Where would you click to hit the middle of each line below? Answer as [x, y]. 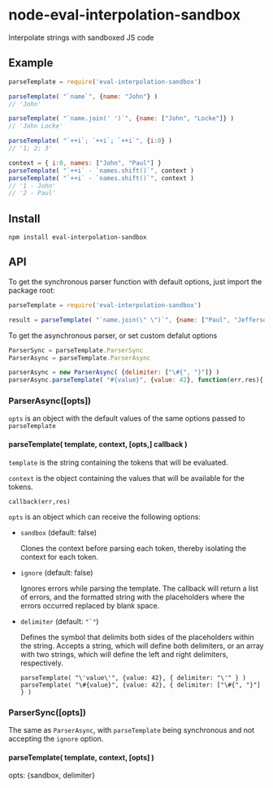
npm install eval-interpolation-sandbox [78, 237]
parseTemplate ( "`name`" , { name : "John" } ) [83, 96]
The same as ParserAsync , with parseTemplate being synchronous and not [131, 730]
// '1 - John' [32, 186]
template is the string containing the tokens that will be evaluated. [119, 462]
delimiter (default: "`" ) [59, 621]
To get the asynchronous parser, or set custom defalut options [113, 336]
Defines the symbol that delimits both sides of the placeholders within [137, 637]
